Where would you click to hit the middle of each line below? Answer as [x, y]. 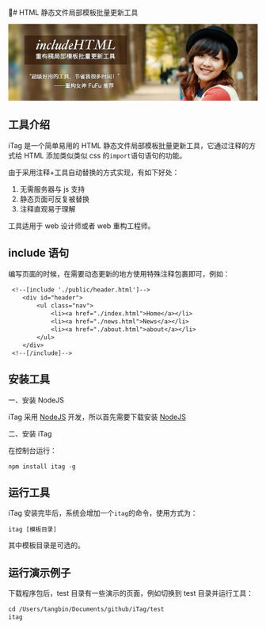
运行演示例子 [40, 572]
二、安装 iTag [30, 433]
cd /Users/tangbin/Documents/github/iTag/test [86, 609]
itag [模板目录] [32, 530]
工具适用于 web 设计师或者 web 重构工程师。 [82, 226]
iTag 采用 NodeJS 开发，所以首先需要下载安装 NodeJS [97, 417]
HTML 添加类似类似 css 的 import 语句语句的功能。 [105, 155]
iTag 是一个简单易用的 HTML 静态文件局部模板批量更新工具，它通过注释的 [129, 145]
